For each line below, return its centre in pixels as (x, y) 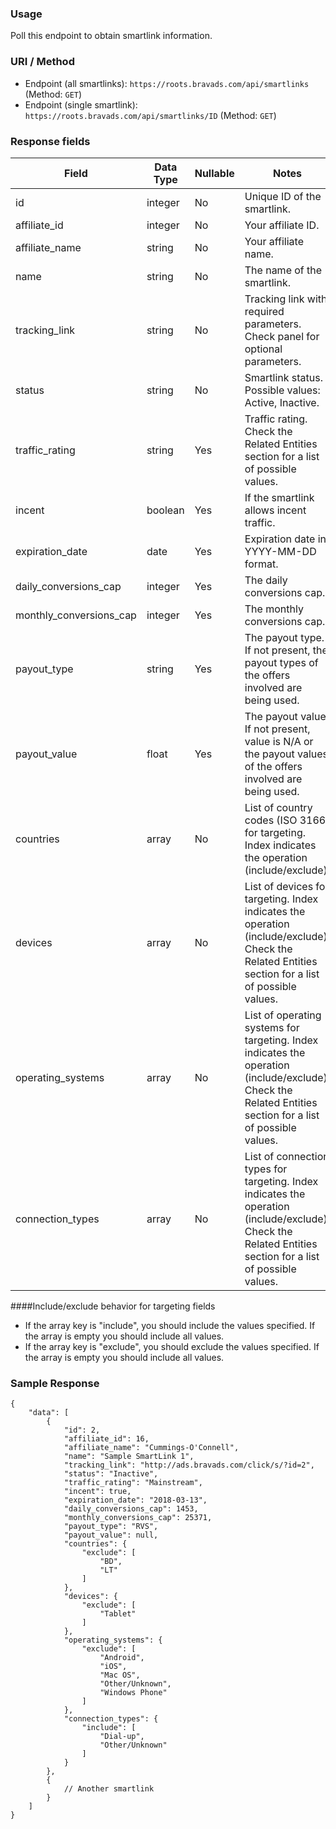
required (264, 311)
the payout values (286, 754)
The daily (266, 580)
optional (263, 349)
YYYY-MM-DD (280, 551)
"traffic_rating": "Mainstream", (133, 1483)
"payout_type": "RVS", (111, 1527)
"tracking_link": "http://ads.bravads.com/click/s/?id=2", (189, 1465)
